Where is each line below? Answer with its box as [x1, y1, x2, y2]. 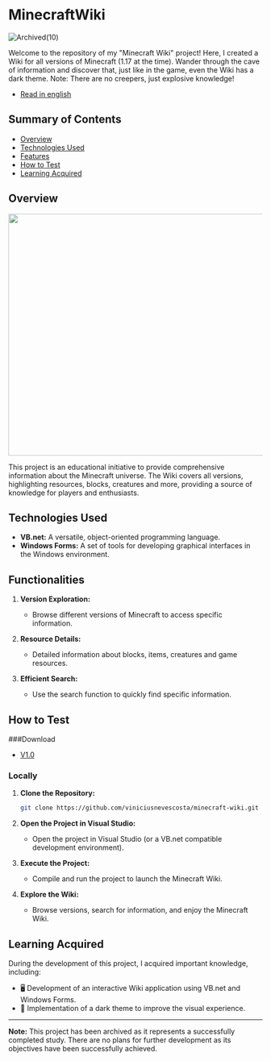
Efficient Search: [19, 674, 78, 684]
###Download [8, 734, 56, 743]
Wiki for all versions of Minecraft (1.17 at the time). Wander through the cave [8, 56, 261, 66]
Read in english [19, 89, 72, 98]
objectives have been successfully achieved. [8, 1043, 157, 1053]
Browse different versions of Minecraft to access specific [31, 610, 223, 620]
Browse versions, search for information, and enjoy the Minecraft [31, 905, 248, 915]
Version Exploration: [19, 594, 91, 604]
